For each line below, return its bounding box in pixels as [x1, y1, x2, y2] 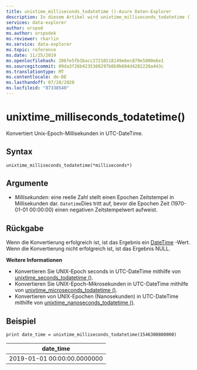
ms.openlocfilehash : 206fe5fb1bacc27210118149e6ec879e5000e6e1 [6, 58, 164, 63]
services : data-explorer [6, 19, 67, 25]
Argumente [6, 179, 49, 189]
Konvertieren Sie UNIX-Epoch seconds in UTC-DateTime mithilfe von [14, 268, 181, 275]
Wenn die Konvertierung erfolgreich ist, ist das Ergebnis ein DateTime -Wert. [6, 239, 191, 246]
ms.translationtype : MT [6, 69, 64, 75]
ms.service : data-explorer [6, 42, 72, 48]
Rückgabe [6, 223, 44, 233]
